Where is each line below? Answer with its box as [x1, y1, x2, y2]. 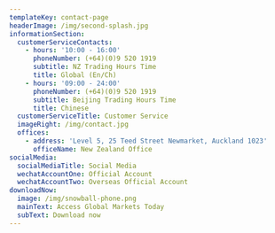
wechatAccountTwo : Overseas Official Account [17, 178, 189, 187]
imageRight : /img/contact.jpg [17, 120, 129, 129]
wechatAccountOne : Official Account [17, 169, 153, 178]
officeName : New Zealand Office [32, 144, 153, 153]
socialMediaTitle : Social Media [17, 161, 137, 170]
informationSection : [9, 29, 86, 38]
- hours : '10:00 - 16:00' [25, 46, 122, 55]
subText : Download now [17, 210, 101, 220]
